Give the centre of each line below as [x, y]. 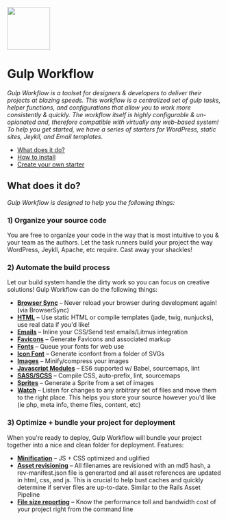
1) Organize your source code [57, 220]
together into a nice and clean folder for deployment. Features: [96, 445]
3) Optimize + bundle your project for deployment [91, 423]
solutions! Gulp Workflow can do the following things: [83, 290]
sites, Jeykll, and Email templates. [55, 136]
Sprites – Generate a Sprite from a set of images [85, 383]
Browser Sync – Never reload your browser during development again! [117, 303]
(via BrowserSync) [43, 310]
